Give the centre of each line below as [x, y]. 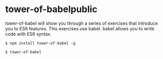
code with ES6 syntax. [29, 34]
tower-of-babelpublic [51, 9]
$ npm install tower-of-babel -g [40, 43]
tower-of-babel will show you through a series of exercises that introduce [82, 23]
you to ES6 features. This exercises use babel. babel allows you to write [80, 28]
